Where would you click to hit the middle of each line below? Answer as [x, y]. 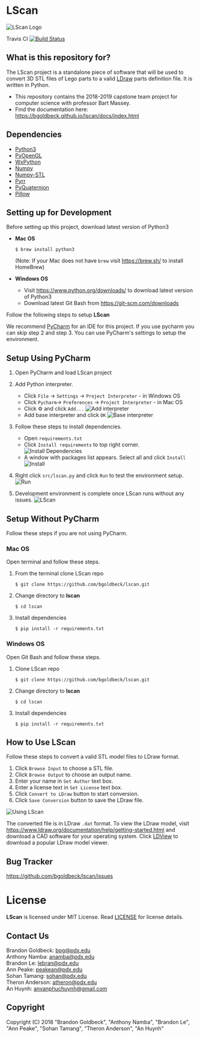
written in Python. [28, 85]
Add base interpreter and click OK [65, 415]
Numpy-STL [30, 174]
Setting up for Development [59, 212]
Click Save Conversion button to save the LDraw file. [79, 800]
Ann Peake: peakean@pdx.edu [44, 969]
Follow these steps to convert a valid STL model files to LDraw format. [93, 757]
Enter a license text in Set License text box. [68, 788]
